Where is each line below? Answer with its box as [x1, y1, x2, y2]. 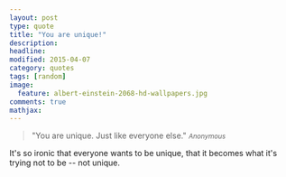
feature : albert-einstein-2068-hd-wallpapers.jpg [17, 88, 208, 98]
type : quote [9, 22, 54, 31]
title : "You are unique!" [9, 30, 106, 39]
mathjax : [9, 106, 42, 115]
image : [9, 80, 34, 89]
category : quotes [9, 64, 75, 73]
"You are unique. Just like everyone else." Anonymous [31, 130, 226, 141]
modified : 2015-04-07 [9, 55, 91, 64]
